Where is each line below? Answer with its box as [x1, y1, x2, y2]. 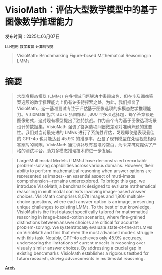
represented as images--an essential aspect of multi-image [16, 173, 135, 178]
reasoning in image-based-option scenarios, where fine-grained [16, 214, 146, 220]
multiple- [126, 194, 145, 199]
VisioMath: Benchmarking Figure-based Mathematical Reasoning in [16, 52, 151, 58]
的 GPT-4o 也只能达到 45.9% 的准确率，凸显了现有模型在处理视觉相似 [16, 135, 157, 141]
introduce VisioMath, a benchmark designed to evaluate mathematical [16, 183, 157, 189]
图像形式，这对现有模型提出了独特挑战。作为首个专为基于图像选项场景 [16, 117, 157, 123]
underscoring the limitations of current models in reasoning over [16, 240, 146, 245]
